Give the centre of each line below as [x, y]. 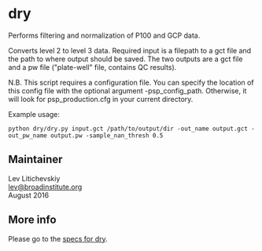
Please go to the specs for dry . [58, 238]
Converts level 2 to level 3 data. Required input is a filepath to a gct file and [130, 50]
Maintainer [35, 160]
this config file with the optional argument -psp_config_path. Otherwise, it [127, 90]
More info [32, 220]
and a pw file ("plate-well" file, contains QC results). [92, 67]
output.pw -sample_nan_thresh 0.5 [107, 135]
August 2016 [29, 195]
